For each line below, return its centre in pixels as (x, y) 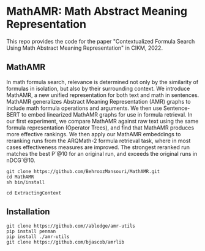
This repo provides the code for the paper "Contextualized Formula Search (101, 41)
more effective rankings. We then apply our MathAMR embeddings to (94, 134)
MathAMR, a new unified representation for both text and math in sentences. (103, 95)
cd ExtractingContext (34, 193)
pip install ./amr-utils (38, 237)
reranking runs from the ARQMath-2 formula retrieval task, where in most (99, 141)
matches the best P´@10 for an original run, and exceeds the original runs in (102, 153)
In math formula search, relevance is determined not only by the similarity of (102, 82)
